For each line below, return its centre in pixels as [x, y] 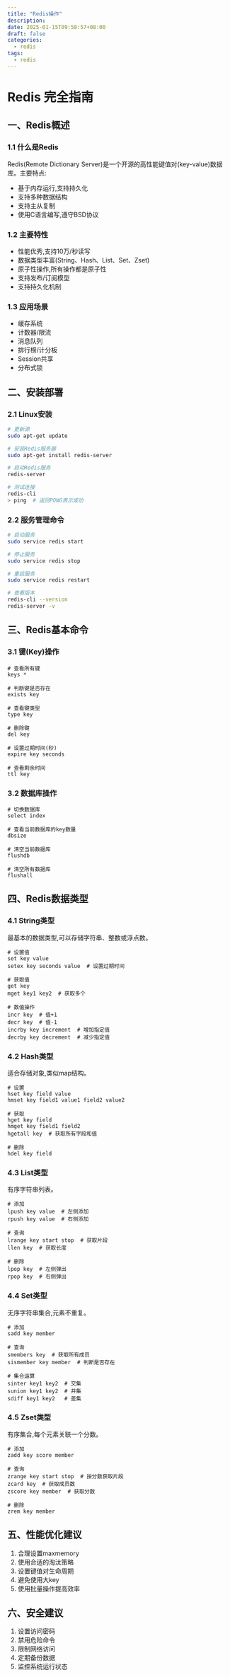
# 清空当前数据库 [29, 849]
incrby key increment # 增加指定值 [59, 1030]
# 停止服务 [21, 554]
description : [27, 21]
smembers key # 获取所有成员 [48, 1355]
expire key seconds [36, 754]
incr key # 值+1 [33, 1015]
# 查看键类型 [24, 708]
